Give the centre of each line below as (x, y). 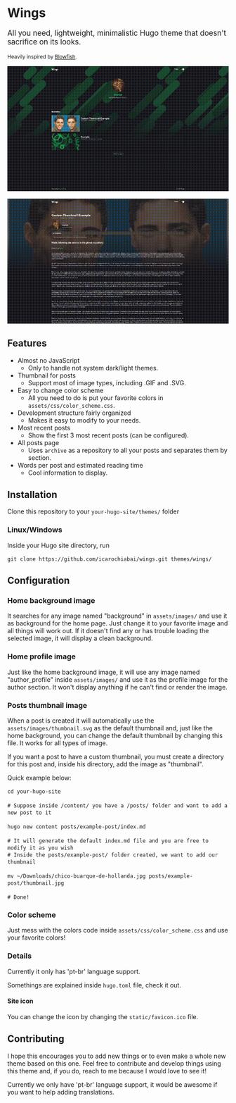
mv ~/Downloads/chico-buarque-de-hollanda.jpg (77, 876)
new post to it (29, 813)
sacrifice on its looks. (44, 42)
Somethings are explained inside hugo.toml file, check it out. (94, 985)
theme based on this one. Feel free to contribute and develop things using (114, 1063)
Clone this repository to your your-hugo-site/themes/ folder (93, 511)
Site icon (20, 1001)
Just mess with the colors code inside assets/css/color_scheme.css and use (118, 930)
